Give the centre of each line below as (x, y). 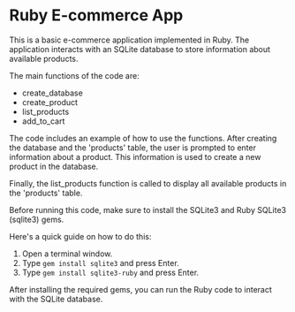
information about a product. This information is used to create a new (135, 156)
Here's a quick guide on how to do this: (80, 236)
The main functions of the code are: (74, 75)
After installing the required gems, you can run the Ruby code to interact (140, 289)
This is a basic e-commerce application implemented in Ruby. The (129, 40)
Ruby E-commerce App (96, 15)
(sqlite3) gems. (37, 219)
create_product (49, 102)
